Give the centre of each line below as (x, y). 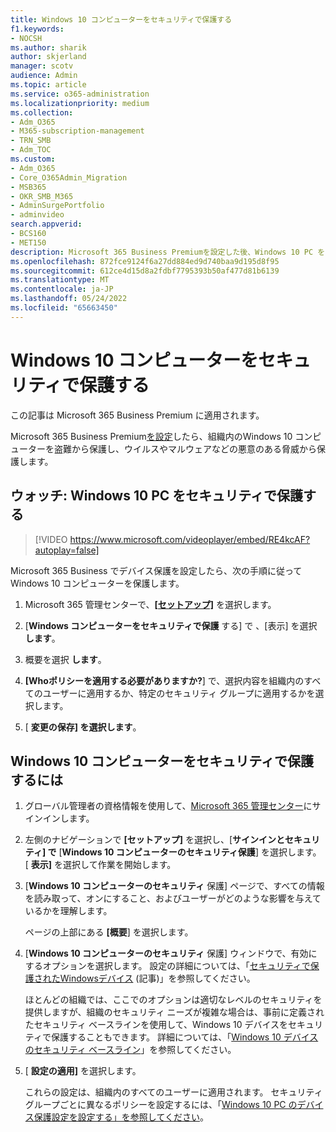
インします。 (68, 818)
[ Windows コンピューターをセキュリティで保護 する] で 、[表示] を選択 (171, 625)
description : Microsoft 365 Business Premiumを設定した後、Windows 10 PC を (168, 252)
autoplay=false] (67, 550)
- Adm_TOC (31, 150)
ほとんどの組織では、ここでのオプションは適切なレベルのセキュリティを (173, 1000)
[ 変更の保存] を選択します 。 (83, 727)
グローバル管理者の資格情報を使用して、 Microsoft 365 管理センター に (168, 806)
